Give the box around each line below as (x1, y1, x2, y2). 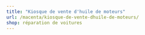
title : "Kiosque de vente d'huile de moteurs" (6, 8, 126, 15)
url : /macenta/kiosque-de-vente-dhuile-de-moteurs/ (6, 14, 139, 20)
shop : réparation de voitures (6, 20, 83, 26)
